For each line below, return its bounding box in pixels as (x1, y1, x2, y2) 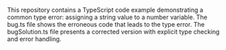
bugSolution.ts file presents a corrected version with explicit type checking (7, 27, 220, 36)
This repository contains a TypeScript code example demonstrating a (7, 6, 203, 14)
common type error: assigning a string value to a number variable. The (7, 13, 208, 21)
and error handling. (7, 35, 62, 43)
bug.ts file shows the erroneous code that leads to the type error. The (7, 21, 205, 28)
